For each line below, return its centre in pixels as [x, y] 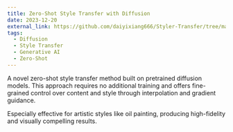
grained [18, 93]
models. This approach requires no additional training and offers [99, 85]
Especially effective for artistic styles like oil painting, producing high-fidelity [116, 113]
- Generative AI [37, 53]
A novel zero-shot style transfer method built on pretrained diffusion [105, 78]
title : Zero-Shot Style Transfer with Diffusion [79, 13]
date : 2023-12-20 [32, 20]
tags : [15, 33]
